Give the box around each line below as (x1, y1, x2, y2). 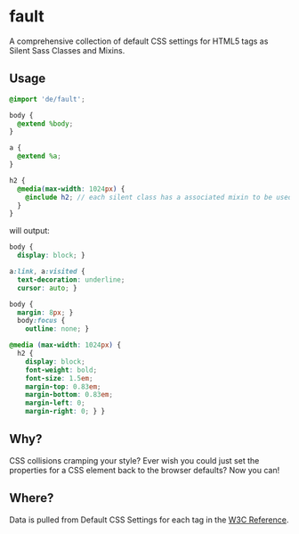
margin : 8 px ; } (17, 308, 74, 317)
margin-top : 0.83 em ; (25, 382, 101, 391)
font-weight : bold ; (25, 366, 98, 374)
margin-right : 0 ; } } (25, 407, 105, 416)
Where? (9, 490, 54, 505)
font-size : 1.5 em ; (25, 374, 93, 382)
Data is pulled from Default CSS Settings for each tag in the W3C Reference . (9, 514, 289, 525)
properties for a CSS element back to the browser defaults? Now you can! (9, 464, 280, 475)
